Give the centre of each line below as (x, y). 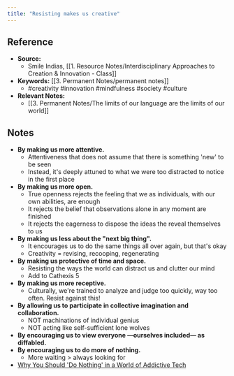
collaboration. (38, 313)
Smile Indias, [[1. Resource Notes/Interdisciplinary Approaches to (121, 66)
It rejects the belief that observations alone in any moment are (117, 209)
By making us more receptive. (61, 283)
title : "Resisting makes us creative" (64, 14)
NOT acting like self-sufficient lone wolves (89, 328)
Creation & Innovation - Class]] (72, 73)
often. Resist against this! (64, 298)
